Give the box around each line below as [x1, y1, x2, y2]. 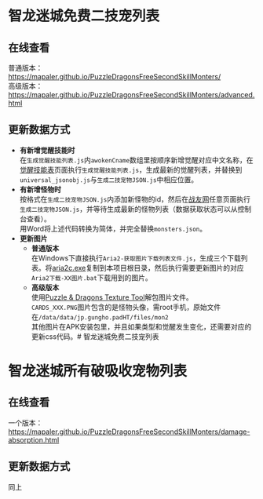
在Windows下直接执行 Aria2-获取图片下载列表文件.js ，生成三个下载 [31, 253, 241, 263]
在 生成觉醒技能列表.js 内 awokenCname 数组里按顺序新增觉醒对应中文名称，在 [19, 155, 254, 165]
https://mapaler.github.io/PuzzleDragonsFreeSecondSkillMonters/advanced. [8, 90, 255, 99]
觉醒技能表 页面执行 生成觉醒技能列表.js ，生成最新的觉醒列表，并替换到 [19, 165, 243, 174]
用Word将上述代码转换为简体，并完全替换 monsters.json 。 [19, 224, 206, 233]
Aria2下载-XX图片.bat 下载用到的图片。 [31, 272, 153, 282]
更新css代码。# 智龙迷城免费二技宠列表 [31, 331, 159, 341]
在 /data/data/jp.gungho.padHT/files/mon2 [31, 311, 169, 322]
